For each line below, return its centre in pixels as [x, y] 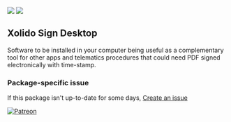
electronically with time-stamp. [52, 64]
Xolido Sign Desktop [52, 34]
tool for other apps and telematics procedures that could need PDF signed [114, 57]
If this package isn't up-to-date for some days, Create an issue [98, 98]
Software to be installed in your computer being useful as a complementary [116, 50]
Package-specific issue [48, 82]
